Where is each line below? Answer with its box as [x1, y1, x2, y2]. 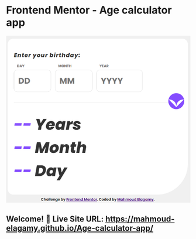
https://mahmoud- [105, 214, 175, 224]
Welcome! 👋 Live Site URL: [6, 214, 104, 224]
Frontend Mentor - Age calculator [6, 4, 172, 17]
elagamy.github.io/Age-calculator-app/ [6, 223, 154, 233]
